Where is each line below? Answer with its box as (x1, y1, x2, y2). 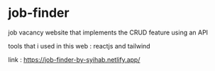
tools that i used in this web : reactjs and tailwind (8, 41, 151, 50)
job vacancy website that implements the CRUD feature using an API (8, 28, 209, 37)
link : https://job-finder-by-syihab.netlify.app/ (8, 55, 140, 64)
